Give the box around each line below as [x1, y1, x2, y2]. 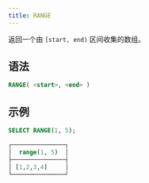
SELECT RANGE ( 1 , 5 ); [8, 127, 77, 135]
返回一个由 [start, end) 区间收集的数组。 [8, 34, 145, 44]
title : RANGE [8, 11, 52, 20]
